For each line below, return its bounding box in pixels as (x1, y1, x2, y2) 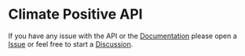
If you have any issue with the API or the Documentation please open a (8, 31, 237, 40)
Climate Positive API (8, 5, 143, 23)
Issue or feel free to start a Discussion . (8, 39, 133, 48)
